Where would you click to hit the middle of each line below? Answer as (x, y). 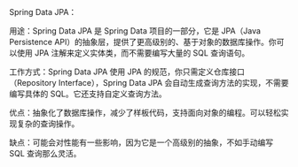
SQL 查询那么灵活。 (45, 153)
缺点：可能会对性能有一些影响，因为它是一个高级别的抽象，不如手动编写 (141, 142)
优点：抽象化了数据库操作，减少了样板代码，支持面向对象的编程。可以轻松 (145, 113)
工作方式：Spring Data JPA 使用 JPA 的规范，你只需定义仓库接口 (127, 72)
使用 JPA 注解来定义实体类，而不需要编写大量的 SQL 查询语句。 (133, 53)
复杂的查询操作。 (48, 124)
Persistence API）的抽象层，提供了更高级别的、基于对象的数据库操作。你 (143, 42)
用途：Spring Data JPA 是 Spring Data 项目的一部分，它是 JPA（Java (135, 31)
